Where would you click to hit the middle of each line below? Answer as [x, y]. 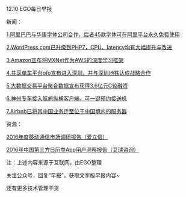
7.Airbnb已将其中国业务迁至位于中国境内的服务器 [67, 111]
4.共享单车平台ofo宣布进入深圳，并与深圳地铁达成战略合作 [79, 73]
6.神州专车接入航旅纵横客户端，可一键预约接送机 [67, 98]
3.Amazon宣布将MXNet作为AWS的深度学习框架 [65, 60]
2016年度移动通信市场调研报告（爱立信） [57, 137]
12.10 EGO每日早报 [29, 9]
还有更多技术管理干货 [33, 188]
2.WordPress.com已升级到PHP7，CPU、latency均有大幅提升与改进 [89, 47]
